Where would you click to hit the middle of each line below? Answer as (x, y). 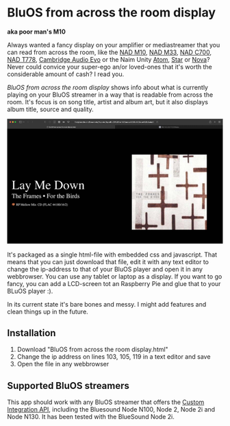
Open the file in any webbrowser (63, 364)
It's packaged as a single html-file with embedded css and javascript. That (112, 255)
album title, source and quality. (50, 109)
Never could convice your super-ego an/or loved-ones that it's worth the (110, 67)
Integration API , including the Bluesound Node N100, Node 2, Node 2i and (111, 410)
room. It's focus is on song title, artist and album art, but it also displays (108, 102)
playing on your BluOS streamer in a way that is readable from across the (110, 95)
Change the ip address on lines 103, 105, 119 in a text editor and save (114, 357)
